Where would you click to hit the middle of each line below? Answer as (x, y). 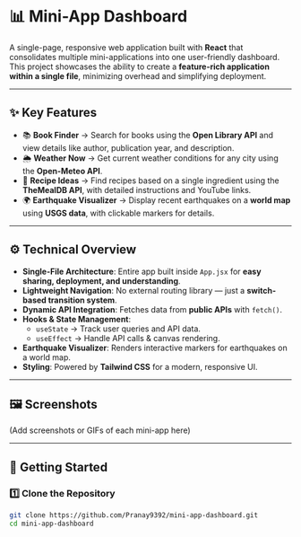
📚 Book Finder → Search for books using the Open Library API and (148, 135)
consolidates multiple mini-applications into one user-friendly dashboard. (145, 57)
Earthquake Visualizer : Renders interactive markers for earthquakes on (155, 348)
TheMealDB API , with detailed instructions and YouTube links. (137, 189)
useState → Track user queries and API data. (118, 329)
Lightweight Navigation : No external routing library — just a (133, 290)
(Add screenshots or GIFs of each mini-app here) (100, 430)
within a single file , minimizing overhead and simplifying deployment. (138, 75)
